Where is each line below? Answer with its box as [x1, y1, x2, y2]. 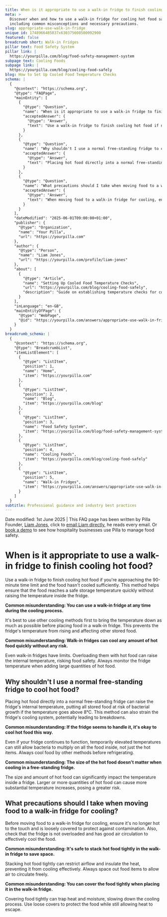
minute [5, 582, 19, 588]
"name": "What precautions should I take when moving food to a [23, 183, 159, 188]
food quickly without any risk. [5, 643, 68, 649]
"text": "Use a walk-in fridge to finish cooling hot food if [27, 123, 159, 128]
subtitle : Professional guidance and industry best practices [5, 503, 137, 508]
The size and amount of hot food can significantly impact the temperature [5, 774, 157, 780]
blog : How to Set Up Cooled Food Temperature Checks [5, 72, 117, 77]
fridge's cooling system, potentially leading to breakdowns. [5, 714, 126, 720]
